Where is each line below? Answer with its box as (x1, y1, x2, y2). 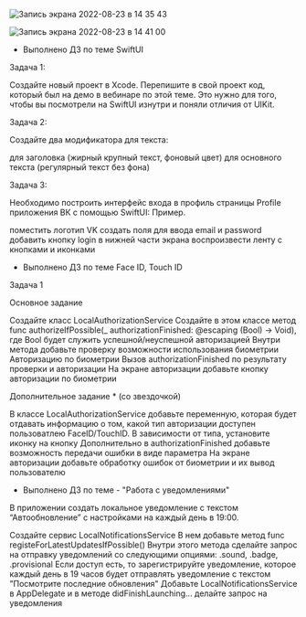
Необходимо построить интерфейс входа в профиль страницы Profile (9, 197, 281, 207)
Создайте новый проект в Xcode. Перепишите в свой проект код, (9, 80, 266, 90)
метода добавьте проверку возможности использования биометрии (9, 344, 279, 355)
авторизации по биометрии (9, 373, 117, 384)
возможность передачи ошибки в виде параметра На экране (9, 448, 250, 458)
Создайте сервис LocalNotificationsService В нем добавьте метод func (9, 530, 285, 540)
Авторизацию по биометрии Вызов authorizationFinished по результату (9, 354, 288, 365)
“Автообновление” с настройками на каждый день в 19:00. (9, 512, 239, 523)
